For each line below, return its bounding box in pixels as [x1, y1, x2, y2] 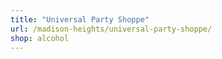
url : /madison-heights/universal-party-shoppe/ [10, 24, 213, 34]
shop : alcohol [10, 33, 70, 43]
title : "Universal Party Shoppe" [10, 14, 150, 25]
